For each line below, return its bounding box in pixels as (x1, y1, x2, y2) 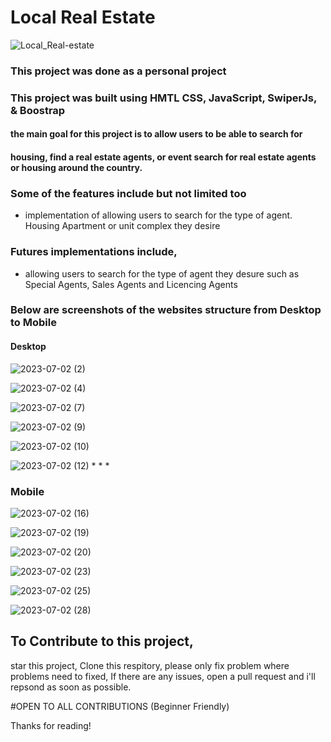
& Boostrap (10, 103, 66, 117)
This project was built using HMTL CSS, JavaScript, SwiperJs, (10, 91, 317, 105)
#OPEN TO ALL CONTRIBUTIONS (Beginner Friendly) (10, 700, 230, 712)
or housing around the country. (10, 161, 143, 173)
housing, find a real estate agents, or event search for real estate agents (10, 151, 317, 163)
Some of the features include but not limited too (10, 186, 247, 200)
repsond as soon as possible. (10, 681, 132, 693)
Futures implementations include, (10, 245, 178, 259)
